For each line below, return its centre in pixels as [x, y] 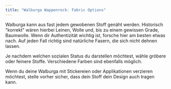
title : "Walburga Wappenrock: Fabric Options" [56, 10]
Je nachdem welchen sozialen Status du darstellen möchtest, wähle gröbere [86, 56]
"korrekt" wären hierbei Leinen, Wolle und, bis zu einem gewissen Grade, [82, 30]
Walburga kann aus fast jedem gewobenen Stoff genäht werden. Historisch [84, 24]
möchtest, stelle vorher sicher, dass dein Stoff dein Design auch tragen [80, 76]
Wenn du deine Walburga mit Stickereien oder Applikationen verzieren [79, 71]
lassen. [13, 46]
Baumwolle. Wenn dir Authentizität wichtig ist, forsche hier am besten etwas [86, 35]
